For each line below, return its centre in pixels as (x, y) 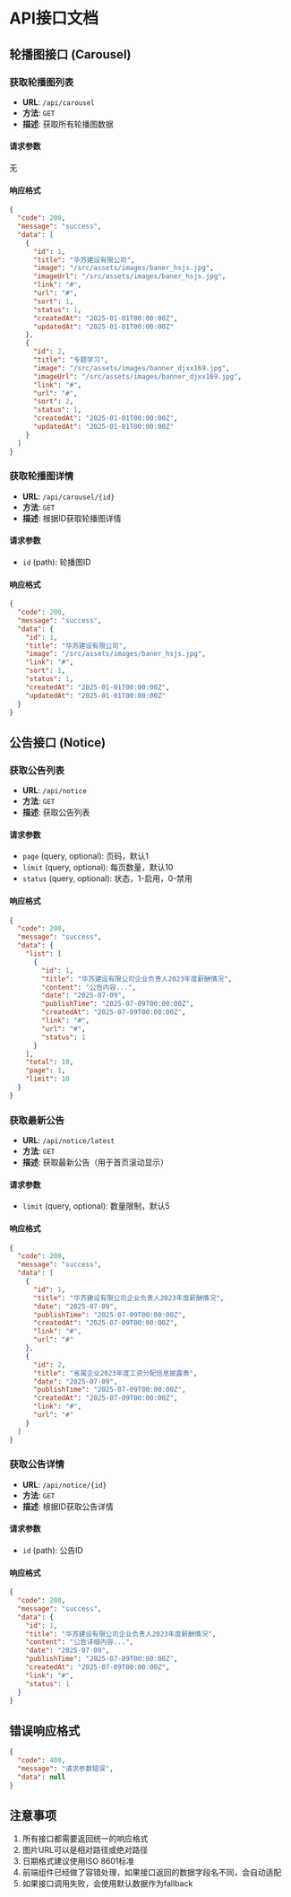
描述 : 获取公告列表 (56, 812)
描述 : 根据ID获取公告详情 (68, 1506)
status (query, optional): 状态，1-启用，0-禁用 (107, 879)
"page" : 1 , (46, 1071)
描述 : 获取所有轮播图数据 (68, 124)
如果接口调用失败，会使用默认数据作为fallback (107, 1884)
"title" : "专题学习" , (71, 360)
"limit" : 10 (47, 1079)
